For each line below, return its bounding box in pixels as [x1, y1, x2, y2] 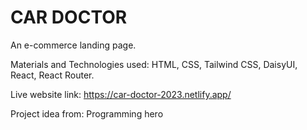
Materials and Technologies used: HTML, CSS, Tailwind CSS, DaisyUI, [10, 58, 298, 70]
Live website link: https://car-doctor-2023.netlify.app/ [10, 88, 232, 100]
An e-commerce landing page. [10, 39, 137, 51]
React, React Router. [10, 69, 95, 81]
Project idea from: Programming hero [10, 107, 164, 120]
